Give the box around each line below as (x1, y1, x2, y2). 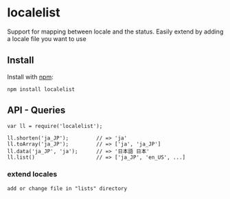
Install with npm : (7, 72, 54, 81)
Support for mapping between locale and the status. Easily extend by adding (7, 27, 224, 36)
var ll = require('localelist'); (7, 122, 103, 129)
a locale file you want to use (7, 34, 87, 42)
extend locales (7, 170, 58, 179)
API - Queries (7, 105, 66, 116)
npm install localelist (7, 85, 76, 93)
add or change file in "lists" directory (7, 185, 128, 192)
